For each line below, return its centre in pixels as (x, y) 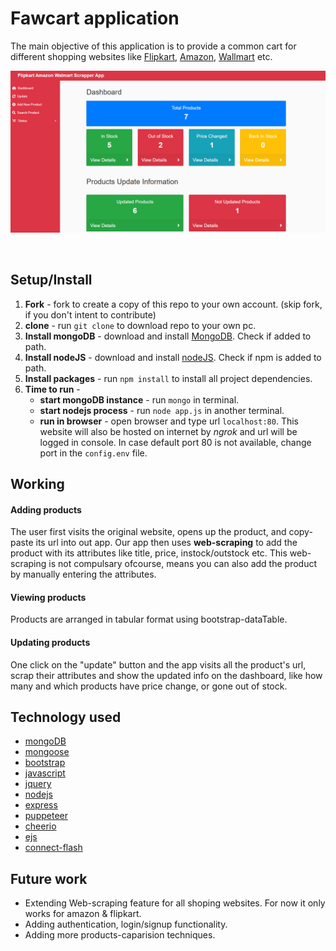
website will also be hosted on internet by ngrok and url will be (168, 431)
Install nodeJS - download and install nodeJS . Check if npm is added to (173, 357)
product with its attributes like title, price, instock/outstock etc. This (149, 553)
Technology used (66, 717)
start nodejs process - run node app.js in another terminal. (162, 410)
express (41, 805)
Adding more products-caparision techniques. (120, 935)
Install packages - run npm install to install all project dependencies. (168, 378)
